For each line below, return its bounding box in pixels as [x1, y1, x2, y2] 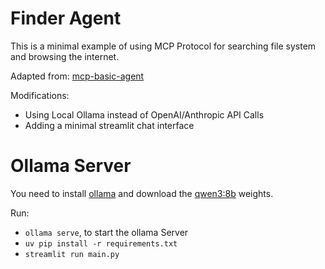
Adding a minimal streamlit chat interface [24, 119, 195, 131]
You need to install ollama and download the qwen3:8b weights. [10, 187, 274, 199]
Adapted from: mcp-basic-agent [10, 70, 145, 82]
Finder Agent [10, 7, 122, 30]
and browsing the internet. [10, 50, 120, 62]
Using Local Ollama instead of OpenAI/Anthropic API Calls [24, 108, 265, 121]
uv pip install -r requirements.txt [24, 238, 178, 249]
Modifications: [10, 89, 70, 101]
